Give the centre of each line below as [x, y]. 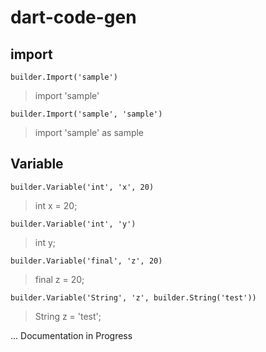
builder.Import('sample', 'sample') [86, 114]
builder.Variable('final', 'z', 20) [86, 261]
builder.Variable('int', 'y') [73, 224]
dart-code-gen [73, 17]
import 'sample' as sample [89, 132]
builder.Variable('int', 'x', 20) [82, 187]
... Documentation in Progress [71, 335]
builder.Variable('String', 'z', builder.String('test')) [133, 297]
